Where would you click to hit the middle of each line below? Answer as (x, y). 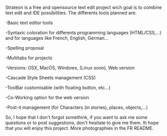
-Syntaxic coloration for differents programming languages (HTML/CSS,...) (83, 32)
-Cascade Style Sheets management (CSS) (50, 78)
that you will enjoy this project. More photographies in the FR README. (80, 128)
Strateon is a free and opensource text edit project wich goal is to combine (83, 7)
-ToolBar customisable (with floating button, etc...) (58, 87)
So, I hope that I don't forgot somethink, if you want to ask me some (76, 117)
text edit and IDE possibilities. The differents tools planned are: (71, 13)
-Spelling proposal (25, 48)
